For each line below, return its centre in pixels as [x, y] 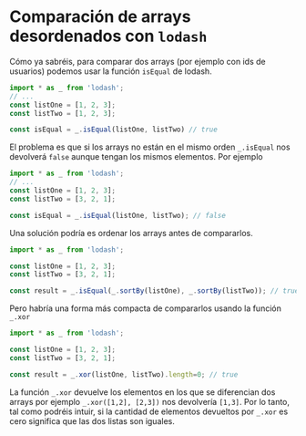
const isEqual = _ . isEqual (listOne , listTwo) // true [114, 130]
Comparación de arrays [100, 17]
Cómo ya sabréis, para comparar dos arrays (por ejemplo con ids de [138, 61]
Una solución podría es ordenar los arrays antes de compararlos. [131, 233]
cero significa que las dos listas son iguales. [92, 420]
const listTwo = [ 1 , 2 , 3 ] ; [63, 113]
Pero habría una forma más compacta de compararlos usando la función [146, 308]
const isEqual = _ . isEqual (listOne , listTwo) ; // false [117, 215]
